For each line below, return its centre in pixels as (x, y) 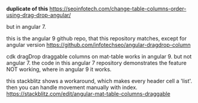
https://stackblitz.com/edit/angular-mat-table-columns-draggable (88, 94)
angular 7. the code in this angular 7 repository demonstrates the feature (96, 63)
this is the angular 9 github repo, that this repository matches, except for (97, 38)
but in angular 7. (26, 27)
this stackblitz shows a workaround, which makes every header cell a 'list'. (99, 81)
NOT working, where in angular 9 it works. (59, 69)
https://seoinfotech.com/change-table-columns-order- (118, 9)
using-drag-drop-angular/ (39, 15)
